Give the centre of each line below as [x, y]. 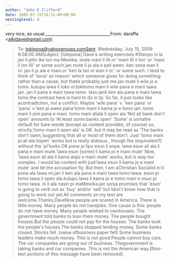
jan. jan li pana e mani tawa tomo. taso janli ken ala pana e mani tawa [89, 92]
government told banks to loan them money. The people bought [84, 216]
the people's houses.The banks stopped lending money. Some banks [90, 227]
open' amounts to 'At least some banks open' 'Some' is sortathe [84, 119]
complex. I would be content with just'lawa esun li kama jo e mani [86, 162]
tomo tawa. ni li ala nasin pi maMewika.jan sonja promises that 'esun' [90, 184]
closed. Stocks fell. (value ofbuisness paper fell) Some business [84, 233]
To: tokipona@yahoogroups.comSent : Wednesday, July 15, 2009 [85, 49]
